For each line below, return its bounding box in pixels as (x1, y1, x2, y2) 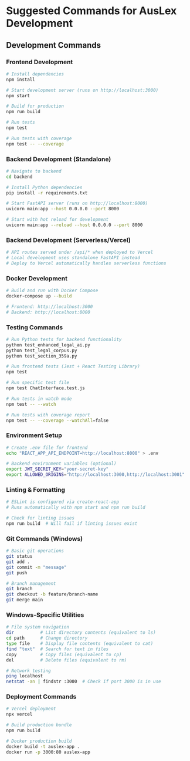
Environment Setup (6, 431, 63, 439)
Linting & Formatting (6, 486, 66, 494)
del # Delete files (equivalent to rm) (6, 657, 127, 663)
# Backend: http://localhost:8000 (6, 309, 91, 315)
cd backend (6, 174, 33, 180)
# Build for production (6, 103, 65, 110)
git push (6, 570, 28, 575)
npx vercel (6, 712, 33, 717)
